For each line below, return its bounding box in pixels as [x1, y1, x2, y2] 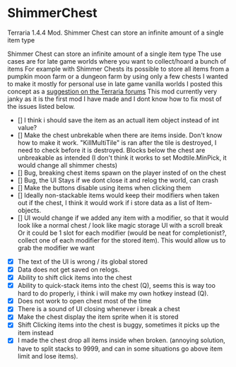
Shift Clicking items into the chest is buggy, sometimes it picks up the [17, 320, 220, 330]
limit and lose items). [17, 351, 78, 360]
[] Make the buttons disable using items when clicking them [17, 183, 191, 192]
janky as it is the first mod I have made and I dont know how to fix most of [7, 94, 223, 103]
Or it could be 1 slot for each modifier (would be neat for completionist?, [17, 228, 228, 237]
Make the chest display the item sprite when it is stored [17, 313, 179, 321]
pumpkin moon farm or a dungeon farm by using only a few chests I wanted [7, 72, 228, 81]
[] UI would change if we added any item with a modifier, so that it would [17, 214, 229, 222]
